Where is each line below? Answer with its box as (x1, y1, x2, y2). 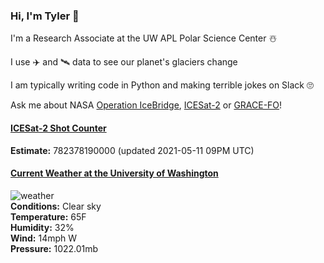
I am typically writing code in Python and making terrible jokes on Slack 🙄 (10, 79, 314, 91)
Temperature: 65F (10, 210, 87, 223)
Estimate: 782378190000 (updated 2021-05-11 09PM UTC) (10, 144, 255, 156)
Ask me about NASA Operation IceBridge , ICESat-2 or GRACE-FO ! (10, 99, 283, 111)
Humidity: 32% (10, 221, 75, 233)
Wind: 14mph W (10, 232, 78, 244)
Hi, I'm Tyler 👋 (10, 9, 80, 23)
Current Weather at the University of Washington (10, 167, 219, 179)
